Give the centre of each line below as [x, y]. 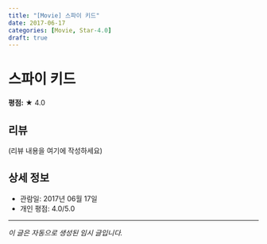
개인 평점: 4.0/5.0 [47, 208]
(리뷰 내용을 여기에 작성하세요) [56, 151]
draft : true [28, 38]
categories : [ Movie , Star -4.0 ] [60, 30]
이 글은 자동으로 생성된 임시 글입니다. [66, 233]
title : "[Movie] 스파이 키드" [54, 15]
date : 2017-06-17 [37, 23]
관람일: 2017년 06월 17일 [58, 198]
